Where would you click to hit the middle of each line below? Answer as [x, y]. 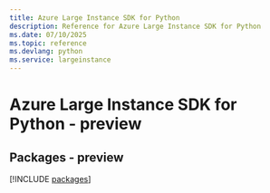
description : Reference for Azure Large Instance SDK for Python [135, 26]
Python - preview [76, 124]
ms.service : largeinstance [60, 60]
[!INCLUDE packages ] [50, 179]
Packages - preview [67, 157]
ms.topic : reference [48, 43]
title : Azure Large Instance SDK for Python [95, 18]
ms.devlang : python [46, 52]
